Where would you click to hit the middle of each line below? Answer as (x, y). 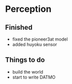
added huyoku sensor (35, 44)
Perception (28, 9)
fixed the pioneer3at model (40, 39)
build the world (28, 72)
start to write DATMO (34, 77)
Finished (19, 27)
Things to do (25, 60)
